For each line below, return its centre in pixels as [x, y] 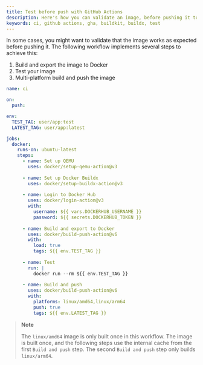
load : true [47, 246]
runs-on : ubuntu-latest [47, 150]
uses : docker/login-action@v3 [66, 200]
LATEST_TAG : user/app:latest [48, 128]
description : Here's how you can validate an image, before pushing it [98, 18]
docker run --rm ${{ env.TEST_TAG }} [81, 274]
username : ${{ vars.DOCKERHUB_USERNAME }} [87, 212]
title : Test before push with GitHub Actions [64, 12]
